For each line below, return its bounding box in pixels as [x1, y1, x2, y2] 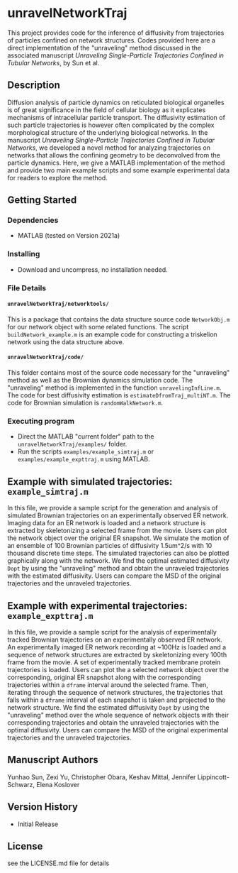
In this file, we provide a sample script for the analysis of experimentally [7, 627, 217, 636]
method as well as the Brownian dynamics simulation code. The [7, 376, 193, 385]
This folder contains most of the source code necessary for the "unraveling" [7, 368, 230, 377]
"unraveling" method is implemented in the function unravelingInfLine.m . [7, 383, 222, 392]
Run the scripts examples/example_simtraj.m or [17, 447, 154, 456]
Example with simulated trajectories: [7, 476, 173, 488]
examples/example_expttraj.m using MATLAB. [17, 455, 150, 463]
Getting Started [7, 194, 77, 207]
